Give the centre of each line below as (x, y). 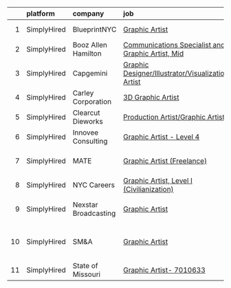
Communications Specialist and (174, 45)
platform (41, 13)
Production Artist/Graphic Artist (174, 117)
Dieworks (88, 121)
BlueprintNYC (95, 29)
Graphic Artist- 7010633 (165, 270)
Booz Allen (90, 45)
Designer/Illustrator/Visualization (176, 73)
